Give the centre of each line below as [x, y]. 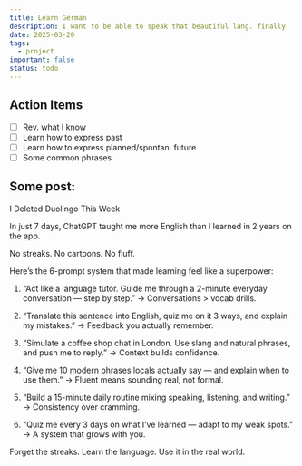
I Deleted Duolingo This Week [65, 209]
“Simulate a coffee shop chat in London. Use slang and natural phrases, [156, 343]
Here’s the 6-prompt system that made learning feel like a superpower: [141, 271]
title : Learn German [49, 18]
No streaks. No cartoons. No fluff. [73, 253]
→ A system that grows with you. [84, 434]
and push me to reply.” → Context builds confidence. [121, 352]
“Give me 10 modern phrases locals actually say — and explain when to [156, 370]
